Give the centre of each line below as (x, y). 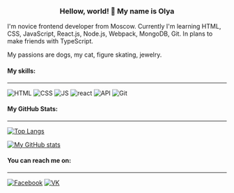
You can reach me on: (39, 161)
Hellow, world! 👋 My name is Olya (117, 11)
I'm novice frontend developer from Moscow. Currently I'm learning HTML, (114, 27)
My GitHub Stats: (32, 109)
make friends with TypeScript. (50, 41)
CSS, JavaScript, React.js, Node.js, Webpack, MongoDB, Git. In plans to (110, 34)
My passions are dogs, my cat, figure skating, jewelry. (85, 55)
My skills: (22, 71)
